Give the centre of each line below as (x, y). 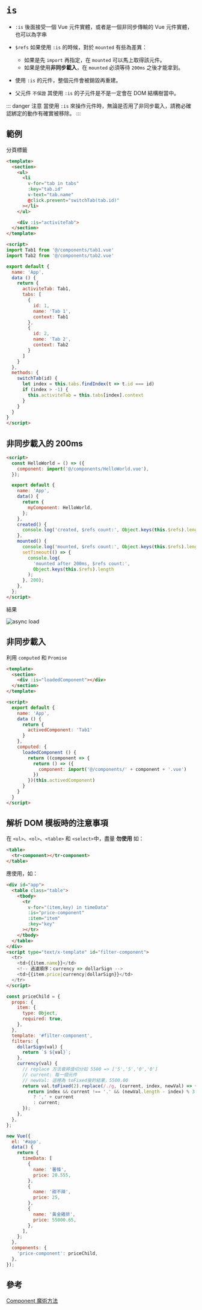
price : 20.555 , (52, 1175)
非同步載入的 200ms (44, 443)
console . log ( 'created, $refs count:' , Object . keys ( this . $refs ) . (104, 530)
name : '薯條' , (50, 1169)
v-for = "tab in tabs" (54, 184)
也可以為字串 (31, 34)
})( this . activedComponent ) (62, 780)
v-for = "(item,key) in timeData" (69, 907)
